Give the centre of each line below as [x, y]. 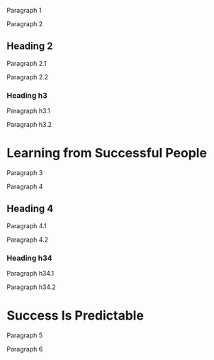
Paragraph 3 [25, 173]
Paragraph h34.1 [30, 274]
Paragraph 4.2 [28, 240]
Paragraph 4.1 [27, 225]
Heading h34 [29, 258]
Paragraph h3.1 [28, 111]
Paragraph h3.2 [29, 125]
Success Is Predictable [75, 316]
